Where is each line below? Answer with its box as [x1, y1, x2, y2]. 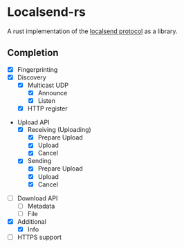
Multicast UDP [27, 81, 69, 89]
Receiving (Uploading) [27, 126, 91, 134]
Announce [37, 88, 68, 97]
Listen [37, 97, 55, 104]
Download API [17, 194, 58, 202]
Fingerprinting [17, 65, 58, 73]
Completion [7, 47, 59, 59]
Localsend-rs [7, 4, 86, 20]
